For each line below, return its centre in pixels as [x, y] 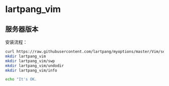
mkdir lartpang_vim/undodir [35, 66]
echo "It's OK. [21, 79]
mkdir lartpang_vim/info [31, 70]
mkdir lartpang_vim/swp [30, 61]
